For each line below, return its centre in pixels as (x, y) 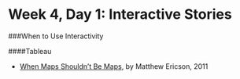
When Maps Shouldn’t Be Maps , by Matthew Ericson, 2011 (114, 66)
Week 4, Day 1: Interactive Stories (120, 14)
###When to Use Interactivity (56, 36)
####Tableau (30, 51)
